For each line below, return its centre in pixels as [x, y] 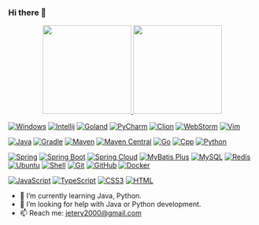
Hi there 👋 [28, 13]
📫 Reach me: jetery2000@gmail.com [80, 213]
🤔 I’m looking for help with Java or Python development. [110, 205]
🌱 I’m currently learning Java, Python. [80, 196]
